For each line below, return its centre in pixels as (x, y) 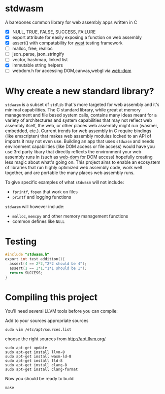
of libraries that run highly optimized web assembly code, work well (74, 168)
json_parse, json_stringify (38, 54)
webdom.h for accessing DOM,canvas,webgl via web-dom (72, 71)
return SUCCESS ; (26, 273)
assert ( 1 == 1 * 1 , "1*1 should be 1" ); (48, 268)
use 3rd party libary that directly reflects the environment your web (73, 152)
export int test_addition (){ (35, 259)
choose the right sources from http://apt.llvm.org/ (55, 339)
